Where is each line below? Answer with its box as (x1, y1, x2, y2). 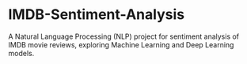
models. (8, 48, 35, 58)
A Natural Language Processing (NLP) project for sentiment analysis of (8, 32, 240, 41)
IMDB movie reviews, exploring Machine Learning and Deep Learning (8, 40, 234, 49)
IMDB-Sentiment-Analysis (8, 6, 184, 24)
